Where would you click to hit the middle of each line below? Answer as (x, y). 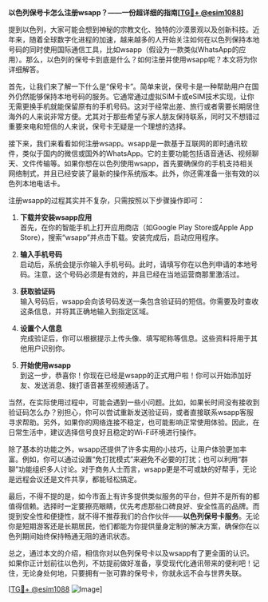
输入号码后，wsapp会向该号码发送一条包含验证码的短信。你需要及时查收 (139, 301)
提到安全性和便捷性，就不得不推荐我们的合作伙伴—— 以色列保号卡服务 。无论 (134, 516)
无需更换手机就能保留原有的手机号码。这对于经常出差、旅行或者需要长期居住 (134, 106)
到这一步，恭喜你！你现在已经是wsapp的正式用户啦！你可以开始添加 (132, 375)
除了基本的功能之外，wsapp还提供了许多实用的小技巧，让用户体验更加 (124, 449)
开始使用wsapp (45, 365)
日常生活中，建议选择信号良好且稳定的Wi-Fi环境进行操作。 (104, 432)
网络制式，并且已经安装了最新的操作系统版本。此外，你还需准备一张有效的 (130, 173)
